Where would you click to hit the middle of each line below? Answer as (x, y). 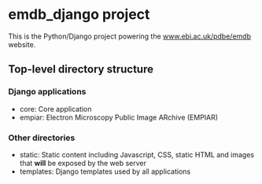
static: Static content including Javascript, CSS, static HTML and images (137, 154)
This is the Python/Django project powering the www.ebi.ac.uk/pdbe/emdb (130, 36)
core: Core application (55, 109)
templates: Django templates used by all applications (105, 171)
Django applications (47, 92)
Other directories (42, 138)
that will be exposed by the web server (83, 163)
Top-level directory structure (81, 70)
